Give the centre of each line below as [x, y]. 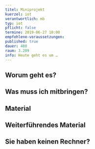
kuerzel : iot [18, 14]
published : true [22, 42]
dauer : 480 [16, 46]
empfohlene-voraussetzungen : [35, 37]
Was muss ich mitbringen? [47, 92]
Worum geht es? [31, 75]
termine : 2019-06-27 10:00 [33, 32]
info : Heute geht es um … [31, 55]
